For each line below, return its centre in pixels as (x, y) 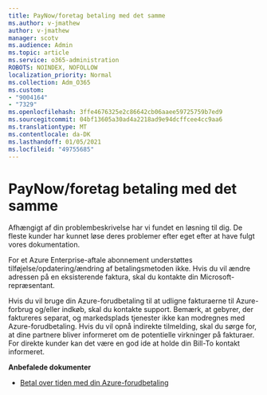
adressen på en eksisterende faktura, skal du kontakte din (103, 277)
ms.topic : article (39, 53)
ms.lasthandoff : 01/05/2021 (55, 142)
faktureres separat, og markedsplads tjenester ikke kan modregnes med (127, 318)
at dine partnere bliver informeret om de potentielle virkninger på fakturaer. (132, 335)
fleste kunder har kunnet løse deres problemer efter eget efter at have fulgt (132, 236)
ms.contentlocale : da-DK (49, 134)
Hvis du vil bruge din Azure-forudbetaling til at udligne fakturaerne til (121, 301)
